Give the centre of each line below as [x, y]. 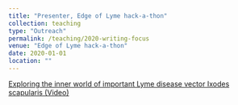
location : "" [30, 61]
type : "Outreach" [38, 31]
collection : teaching [45, 23]
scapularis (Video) [39, 92]
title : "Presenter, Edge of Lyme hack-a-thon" [88, 16]
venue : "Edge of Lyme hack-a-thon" [68, 46]
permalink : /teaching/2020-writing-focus [79, 38]
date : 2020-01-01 [38, 53]
